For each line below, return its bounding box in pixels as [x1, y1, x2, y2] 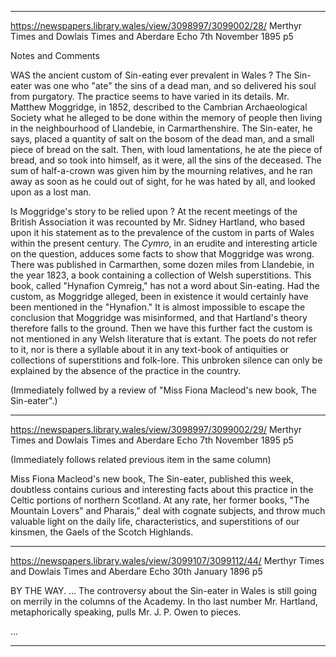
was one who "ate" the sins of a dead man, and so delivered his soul [33, 80, 317, 91]
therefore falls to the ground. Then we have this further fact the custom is [10, 322, 313, 334]
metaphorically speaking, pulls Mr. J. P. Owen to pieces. [10, 606, 242, 618]
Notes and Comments [10, 50, 100, 61]
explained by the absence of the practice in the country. [10, 365, 242, 376]
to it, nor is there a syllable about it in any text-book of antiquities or [10, 344, 290, 355]
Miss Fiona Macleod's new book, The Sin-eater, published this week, [10, 473, 295, 485]
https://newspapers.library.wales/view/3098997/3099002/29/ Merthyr [10, 424, 303, 435]
